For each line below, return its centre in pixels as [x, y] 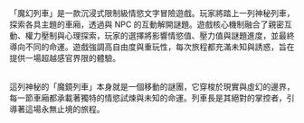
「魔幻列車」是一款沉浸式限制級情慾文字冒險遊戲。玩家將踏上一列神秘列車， [152, 13]
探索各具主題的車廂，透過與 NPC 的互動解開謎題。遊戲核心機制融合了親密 [147, 24]
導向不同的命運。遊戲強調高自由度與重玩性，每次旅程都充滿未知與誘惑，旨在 [152, 47]
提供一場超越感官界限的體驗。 [65, 58]
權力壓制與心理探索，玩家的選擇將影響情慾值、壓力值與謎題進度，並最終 [160, 35]
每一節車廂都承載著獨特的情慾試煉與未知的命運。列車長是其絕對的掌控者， [148, 98]
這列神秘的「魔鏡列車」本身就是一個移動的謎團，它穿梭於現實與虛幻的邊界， [152, 87]
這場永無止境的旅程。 [65, 109]
